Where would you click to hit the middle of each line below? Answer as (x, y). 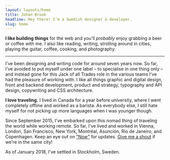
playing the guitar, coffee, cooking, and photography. (60, 49)
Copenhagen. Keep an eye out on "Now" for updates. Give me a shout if (80, 137)
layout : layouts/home (28, 10)
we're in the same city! (29, 142)
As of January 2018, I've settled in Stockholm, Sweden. (63, 152)
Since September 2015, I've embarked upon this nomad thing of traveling (81, 121)
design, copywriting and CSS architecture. (49, 90)
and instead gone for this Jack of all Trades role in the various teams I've (81, 74)
